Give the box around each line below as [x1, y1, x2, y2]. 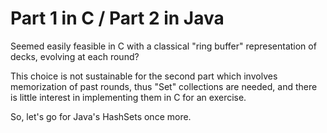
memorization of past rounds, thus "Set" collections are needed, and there [10, 80, 318, 92]
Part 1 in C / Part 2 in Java [10, 7, 225, 30]
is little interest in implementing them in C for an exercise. [10, 91, 247, 103]
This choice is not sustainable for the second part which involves [10, 70, 278, 82]
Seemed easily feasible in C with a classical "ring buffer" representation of [10, 40, 317, 52]
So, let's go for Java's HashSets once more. [10, 110, 192, 122]
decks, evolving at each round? [10, 50, 140, 62]
